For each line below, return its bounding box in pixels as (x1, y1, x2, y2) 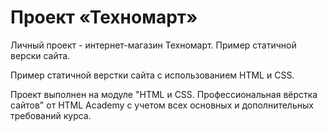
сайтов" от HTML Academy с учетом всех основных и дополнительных (10, 99, 314, 111)
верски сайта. (10, 49, 71, 61)
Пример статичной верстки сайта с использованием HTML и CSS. (10, 69, 295, 81)
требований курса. (10, 109, 92, 121)
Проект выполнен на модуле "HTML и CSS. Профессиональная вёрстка (10, 88, 318, 100)
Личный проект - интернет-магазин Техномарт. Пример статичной (10, 39, 297, 51)
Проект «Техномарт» (10, 6, 198, 29)
